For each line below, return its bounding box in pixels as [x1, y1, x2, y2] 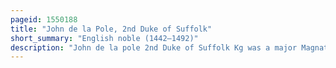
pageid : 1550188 [10, 14, 78, 25]
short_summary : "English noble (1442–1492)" [10, 33, 199, 43]
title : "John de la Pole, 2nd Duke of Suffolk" [10, 24, 213, 34]
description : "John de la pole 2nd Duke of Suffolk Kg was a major [10, 42, 298, 53]
